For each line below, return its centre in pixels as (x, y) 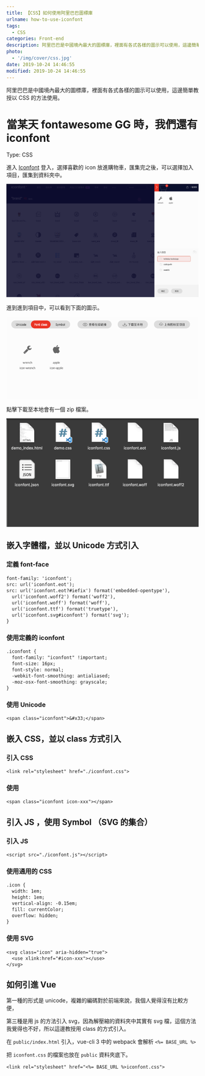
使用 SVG (20, 938)
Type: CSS (20, 155)
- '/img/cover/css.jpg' (42, 58)
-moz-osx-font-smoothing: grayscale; (60, 682)
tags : (13, 26)
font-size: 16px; (34, 664)
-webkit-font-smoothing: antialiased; (61, 676)
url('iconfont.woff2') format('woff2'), (64, 596)
